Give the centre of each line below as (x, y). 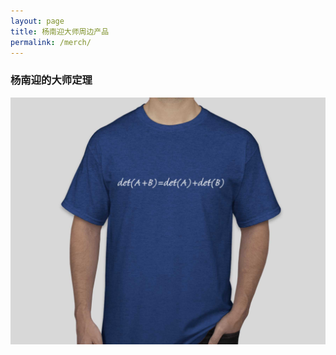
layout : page (37, 21)
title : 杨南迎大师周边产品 (60, 31)
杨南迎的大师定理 (51, 80)
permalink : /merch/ (51, 42)
